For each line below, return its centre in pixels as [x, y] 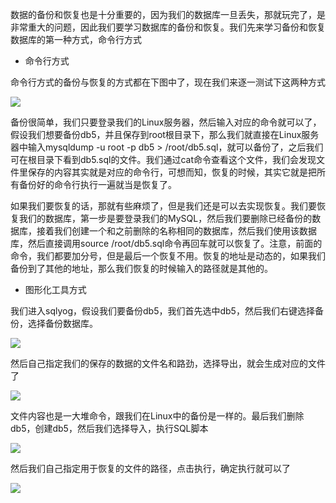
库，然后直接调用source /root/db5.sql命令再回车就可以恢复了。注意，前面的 [166, 243]
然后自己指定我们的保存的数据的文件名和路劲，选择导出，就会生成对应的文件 [168, 363]
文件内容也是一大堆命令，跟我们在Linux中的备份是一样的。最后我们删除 [157, 416]
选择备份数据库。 [62, 323]
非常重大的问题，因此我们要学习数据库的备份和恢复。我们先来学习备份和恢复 [168, 27]
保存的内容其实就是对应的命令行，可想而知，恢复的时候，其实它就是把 [172, 172]
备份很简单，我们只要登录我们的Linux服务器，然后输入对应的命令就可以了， [166, 122]
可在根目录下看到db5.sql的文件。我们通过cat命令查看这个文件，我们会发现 [163, 159]
